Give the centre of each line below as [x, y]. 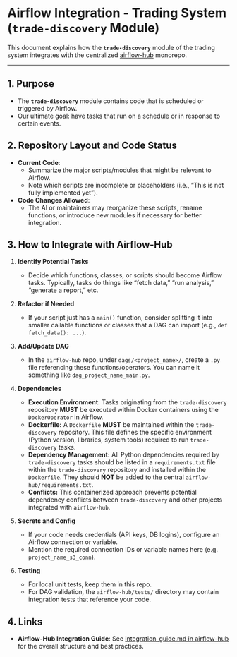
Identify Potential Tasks [53, 262]
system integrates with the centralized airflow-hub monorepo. [97, 55]
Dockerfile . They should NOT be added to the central [106, 477]
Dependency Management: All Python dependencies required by [124, 455]
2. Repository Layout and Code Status [92, 146]
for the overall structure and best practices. [80, 646]
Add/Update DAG [43, 346]
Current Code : [39, 162]
